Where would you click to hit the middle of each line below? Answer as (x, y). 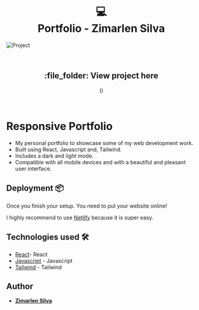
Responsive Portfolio (59, 126)
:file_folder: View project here (101, 76)
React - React (31, 255)
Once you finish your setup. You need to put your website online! (87, 206)
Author (20, 286)
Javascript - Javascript (44, 261)
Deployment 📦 (35, 188)
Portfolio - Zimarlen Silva (101, 29)
